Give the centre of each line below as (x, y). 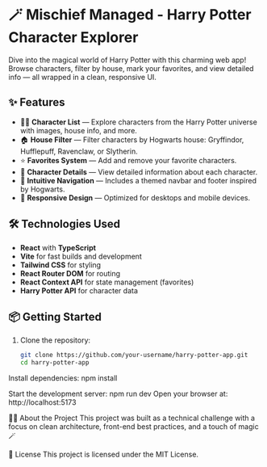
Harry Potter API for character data (79, 290)
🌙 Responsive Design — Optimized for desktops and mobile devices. (135, 197)
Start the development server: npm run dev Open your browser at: (118, 394)
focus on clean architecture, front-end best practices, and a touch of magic (134, 427)
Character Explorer (73, 38)
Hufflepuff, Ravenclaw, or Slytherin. (79, 151)
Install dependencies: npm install (63, 378)
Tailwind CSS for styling (60, 265)
